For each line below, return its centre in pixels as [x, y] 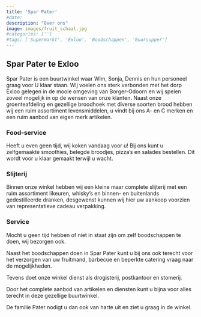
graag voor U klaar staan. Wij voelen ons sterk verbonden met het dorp [94, 85]
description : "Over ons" [37, 23]
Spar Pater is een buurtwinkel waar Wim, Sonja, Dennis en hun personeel [97, 78]
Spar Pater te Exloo [43, 64]
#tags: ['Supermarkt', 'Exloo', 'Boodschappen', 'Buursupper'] [87, 40]
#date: [14, 17]
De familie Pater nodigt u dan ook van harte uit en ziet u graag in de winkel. [99, 307]
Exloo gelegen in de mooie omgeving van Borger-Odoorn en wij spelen [94, 91]
